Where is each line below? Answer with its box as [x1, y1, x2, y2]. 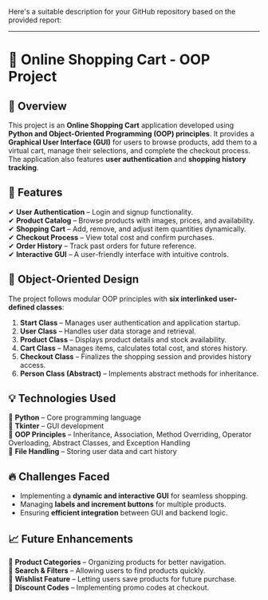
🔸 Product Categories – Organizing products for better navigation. [8, 558, 227, 567]
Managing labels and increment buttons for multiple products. [19, 499, 227, 509]
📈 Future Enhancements [8, 532, 134, 546]
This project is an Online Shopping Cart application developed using [8, 120, 235, 130]
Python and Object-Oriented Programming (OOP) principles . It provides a [8, 129, 255, 138]
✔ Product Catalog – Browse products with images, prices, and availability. [8, 215, 255, 225]
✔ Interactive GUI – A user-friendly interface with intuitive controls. [8, 249, 230, 259]
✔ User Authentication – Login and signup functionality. [8, 207, 194, 216]
